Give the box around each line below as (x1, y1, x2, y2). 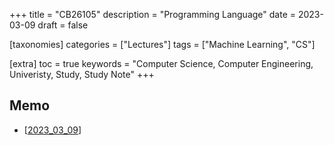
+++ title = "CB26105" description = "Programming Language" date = (9, 9, 296, 20)
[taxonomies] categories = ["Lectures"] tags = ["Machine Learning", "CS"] (9, 39, 316, 50)
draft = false (37, 19, 89, 31)
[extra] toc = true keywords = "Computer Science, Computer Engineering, (9, 58, 314, 69)
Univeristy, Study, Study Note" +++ (9, 69, 155, 80)
